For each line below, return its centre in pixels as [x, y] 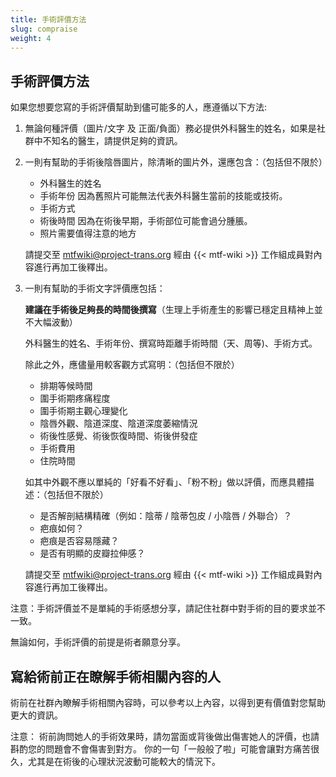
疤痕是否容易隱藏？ [79, 541]
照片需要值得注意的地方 [88, 233]
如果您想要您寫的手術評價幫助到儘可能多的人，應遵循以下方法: [139, 107]
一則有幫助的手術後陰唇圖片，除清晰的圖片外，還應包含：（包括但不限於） [176, 162]
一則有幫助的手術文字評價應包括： [95, 288]
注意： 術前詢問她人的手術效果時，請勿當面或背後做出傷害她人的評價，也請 [165, 736]
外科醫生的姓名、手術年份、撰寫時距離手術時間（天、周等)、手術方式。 [171, 343]
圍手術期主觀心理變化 [83, 411]
